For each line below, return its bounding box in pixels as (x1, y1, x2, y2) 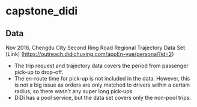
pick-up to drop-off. (14, 69, 64, 76)
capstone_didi (5, 4, 78, 18)
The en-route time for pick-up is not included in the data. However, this (14, 75, 190, 82)
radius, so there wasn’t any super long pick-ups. (14, 88, 135, 94)
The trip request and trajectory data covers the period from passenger (14, 62, 189, 69)
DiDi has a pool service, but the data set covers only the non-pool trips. (14, 94, 192, 101)
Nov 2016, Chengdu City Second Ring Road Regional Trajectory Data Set (5, 44, 186, 51)
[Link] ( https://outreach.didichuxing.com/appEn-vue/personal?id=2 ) (5, 50, 174, 58)
